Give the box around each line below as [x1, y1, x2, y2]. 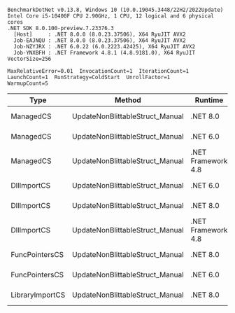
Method [114, 95, 141, 105]
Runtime [194, 95, 224, 105]
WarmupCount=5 [7, 80, 49, 87]
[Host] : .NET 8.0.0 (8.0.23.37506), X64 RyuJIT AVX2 [13, 31, 187, 38]
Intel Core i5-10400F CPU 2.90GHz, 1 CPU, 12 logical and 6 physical [7, 13, 215, 20]
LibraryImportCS [10, 290, 66, 300]
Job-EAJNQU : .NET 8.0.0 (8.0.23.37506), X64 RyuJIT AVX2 [13, 37, 187, 44]
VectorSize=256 [7, 55, 52, 62]
